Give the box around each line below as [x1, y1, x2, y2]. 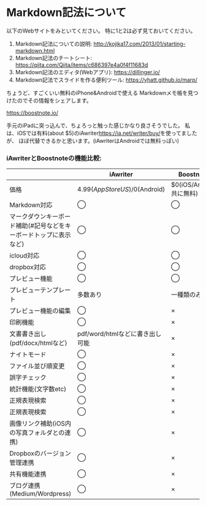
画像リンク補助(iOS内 [9, 420, 72, 428]
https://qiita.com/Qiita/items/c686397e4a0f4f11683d [15, 61, 148, 68]
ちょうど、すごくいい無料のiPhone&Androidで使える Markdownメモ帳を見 [6, 89, 193, 96]
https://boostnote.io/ [6, 109, 58, 117]
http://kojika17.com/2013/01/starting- [93, 40, 186, 47]
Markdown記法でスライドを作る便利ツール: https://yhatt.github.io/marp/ [15, 76, 198, 83]
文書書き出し [9, 329, 47, 338]
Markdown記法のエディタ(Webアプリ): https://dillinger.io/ [15, 68, 161, 75]
